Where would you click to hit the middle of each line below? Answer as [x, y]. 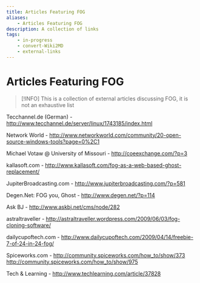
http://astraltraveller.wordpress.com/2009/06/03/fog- [113, 218]
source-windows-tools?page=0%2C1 [53, 141]
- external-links [39, 52]
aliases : [17, 18]
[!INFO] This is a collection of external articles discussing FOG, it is [105, 99]
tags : [13, 35]
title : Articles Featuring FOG [46, 12]
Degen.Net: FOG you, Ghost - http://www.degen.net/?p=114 [81, 195]
